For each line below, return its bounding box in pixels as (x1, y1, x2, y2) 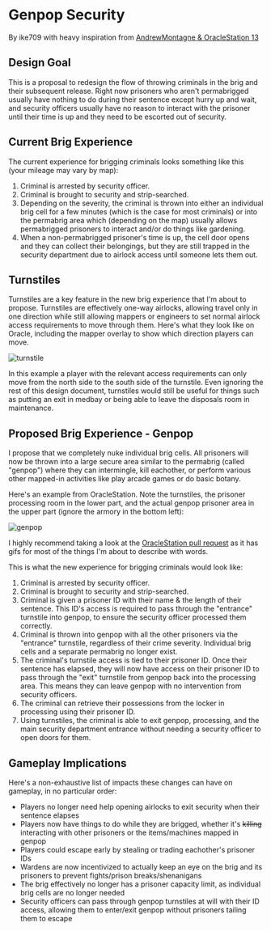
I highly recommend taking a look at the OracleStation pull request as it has (8, 538, 259, 548)
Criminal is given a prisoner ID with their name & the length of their (19, 595, 243, 605)
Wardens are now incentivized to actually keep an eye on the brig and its (19, 862, 263, 871)
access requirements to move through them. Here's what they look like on (8, 320, 255, 330)
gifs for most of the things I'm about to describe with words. (8, 547, 209, 556)
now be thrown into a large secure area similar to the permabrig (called (8, 457, 245, 467)
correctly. (19, 621, 53, 631)
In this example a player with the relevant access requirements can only (8, 369, 248, 379)
